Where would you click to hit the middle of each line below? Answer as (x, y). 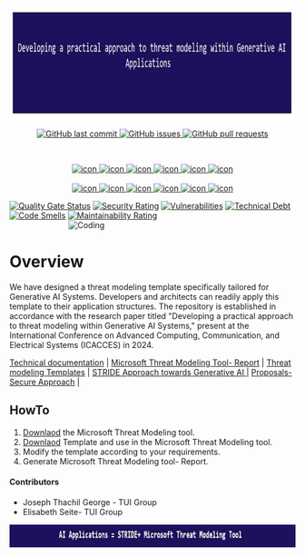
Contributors (34, 482)
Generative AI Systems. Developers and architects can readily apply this (144, 296)
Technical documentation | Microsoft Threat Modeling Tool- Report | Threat (150, 363)
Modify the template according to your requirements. (121, 452)
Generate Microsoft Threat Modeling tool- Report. (115, 461)
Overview (47, 262)
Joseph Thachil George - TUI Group (89, 502)
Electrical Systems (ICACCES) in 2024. (82, 344)
